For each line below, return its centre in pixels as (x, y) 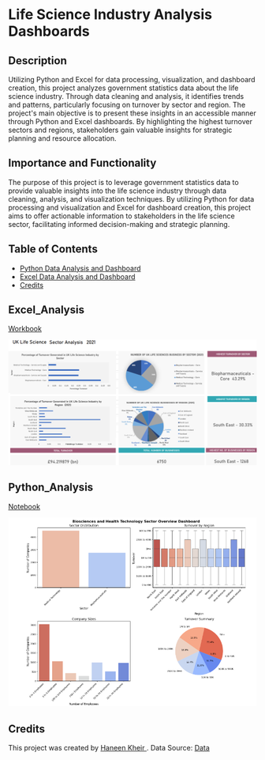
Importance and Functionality (82, 163)
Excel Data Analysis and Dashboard (77, 276)
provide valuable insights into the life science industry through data (118, 191)
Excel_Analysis (47, 310)
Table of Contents (53, 250)
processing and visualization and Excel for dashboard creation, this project (129, 207)
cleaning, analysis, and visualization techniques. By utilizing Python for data (131, 199)
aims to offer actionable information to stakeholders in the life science (121, 216)
